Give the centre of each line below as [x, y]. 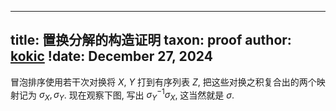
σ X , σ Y [51, 96]
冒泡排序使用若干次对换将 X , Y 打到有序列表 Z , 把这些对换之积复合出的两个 [163, 82]
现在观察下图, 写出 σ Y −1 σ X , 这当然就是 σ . [151, 95]
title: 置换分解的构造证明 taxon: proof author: [151, 40]
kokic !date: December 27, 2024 [111, 56]
